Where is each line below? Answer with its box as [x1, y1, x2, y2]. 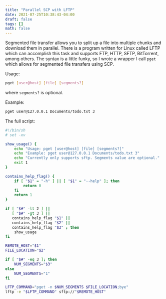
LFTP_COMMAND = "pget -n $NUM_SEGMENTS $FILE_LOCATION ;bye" [5, 284, 128, 290]
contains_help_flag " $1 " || [11, 215, 70, 221]
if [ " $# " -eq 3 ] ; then [5, 257, 57, 262]
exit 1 [14, 160, 28, 166]
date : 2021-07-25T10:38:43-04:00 [5, 12, 75, 17]
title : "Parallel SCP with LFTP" [5, 7, 75, 13]
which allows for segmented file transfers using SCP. [5, 61, 114, 67]
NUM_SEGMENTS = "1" [14, 271, 50, 276]
